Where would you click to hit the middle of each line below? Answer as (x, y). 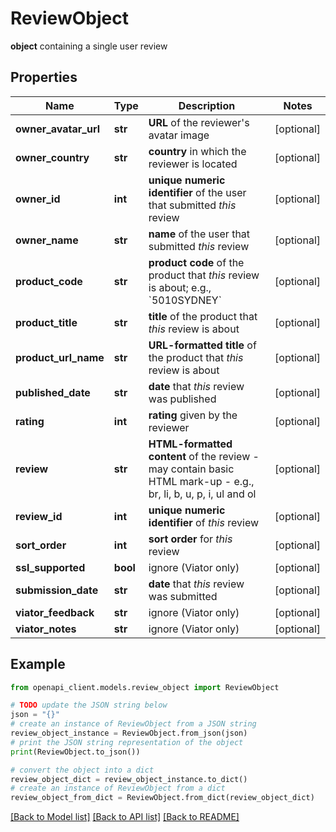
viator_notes (46, 629)
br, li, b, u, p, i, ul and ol (202, 494)
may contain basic (191, 469)
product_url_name (60, 357)
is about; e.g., (180, 287)
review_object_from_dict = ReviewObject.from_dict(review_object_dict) (162, 798)
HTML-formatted (190, 444)
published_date (53, 392)
